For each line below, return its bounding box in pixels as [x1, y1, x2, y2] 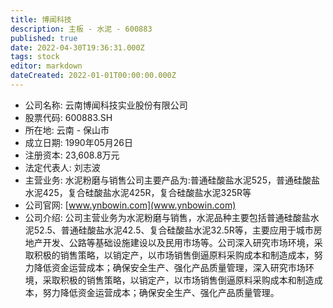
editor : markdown [10, 61, 83, 71]
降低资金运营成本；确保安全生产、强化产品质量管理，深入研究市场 [33, 261, 306, 273]
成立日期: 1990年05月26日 [24, 136, 134, 148]
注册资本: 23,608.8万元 [24, 149, 120, 161]
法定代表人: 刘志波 [24, 161, 101, 173]
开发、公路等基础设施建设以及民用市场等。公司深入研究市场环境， [42, 236, 315, 248]
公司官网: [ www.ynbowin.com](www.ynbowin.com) [24, 199, 237, 211]
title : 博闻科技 [10, 14, 72, 25]
